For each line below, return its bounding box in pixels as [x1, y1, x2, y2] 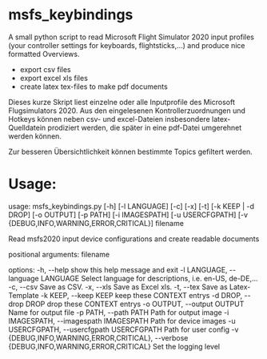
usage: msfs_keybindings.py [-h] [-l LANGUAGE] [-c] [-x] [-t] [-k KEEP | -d [8, 201, 254, 211]
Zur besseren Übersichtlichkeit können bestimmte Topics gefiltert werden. [8, 147, 253, 156]
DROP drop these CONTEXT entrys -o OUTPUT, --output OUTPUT [25, 299, 245, 309]
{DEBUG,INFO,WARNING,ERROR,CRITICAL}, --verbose [8, 333, 189, 342]
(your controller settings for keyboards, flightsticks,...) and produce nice [8, 40, 245, 50]
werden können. [8, 131, 62, 141]
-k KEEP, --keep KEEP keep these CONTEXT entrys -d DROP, [40, 290, 243, 300]
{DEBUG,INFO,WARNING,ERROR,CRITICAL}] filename [8, 218, 184, 228]
